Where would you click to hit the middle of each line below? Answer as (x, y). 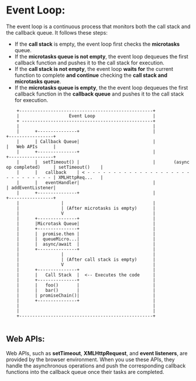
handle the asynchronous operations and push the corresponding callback (96, 365)
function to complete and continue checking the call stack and (91, 75)
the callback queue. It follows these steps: (57, 32)
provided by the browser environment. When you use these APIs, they (90, 359)
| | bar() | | (86, 290)
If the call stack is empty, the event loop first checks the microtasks (97, 44)
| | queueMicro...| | (86, 239)
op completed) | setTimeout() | (55, 167)
